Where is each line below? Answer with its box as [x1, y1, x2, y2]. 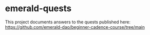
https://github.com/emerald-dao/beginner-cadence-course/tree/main [5, 24, 145, 30]
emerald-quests [5, 3, 72, 14]
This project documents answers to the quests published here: [5, 19, 131, 25]
